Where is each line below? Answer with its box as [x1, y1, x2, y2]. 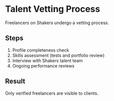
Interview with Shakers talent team [12, 58, 83, 64]
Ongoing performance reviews [12, 63, 75, 68]
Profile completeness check [12, 47, 69, 53]
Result [5, 77, 26, 86]
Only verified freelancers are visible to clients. [5, 90, 99, 96]
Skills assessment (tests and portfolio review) [12, 52, 105, 58]
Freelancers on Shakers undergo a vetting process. [5, 20, 110, 26]
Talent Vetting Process [5, 3, 100, 15]
